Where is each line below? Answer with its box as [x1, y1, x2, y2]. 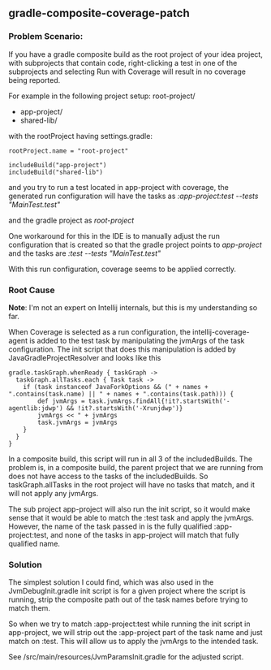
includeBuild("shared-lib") [8, 168, 104, 176]
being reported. [8, 75, 61, 84]
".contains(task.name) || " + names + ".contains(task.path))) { [8, 390, 234, 398]
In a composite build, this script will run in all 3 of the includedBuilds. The [8, 454, 253, 464]
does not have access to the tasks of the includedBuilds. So [8, 471, 209, 481]
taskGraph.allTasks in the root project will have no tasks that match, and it [8, 479, 256, 490]
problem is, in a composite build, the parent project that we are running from [8, 462, 264, 472]
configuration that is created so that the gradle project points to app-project [8, 240, 262, 249]
